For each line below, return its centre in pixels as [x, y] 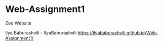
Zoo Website [18, 23]
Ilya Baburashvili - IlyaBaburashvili [41, 32]
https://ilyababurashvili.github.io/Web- [118, 32]
